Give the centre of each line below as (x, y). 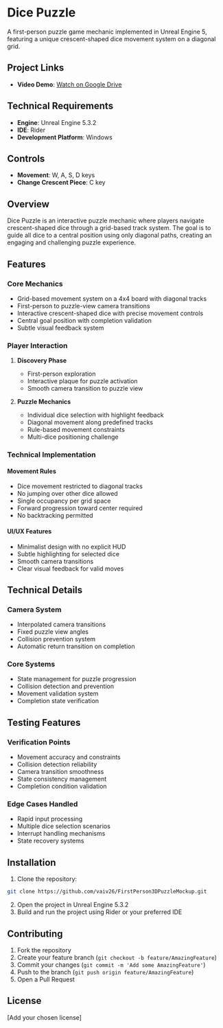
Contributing (35, 934)
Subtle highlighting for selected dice (68, 553)
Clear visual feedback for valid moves (70, 569)
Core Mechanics (35, 284)
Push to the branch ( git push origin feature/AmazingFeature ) (105, 972)
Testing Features (44, 722)
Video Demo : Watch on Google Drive (69, 84)
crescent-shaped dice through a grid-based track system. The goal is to (109, 228)
